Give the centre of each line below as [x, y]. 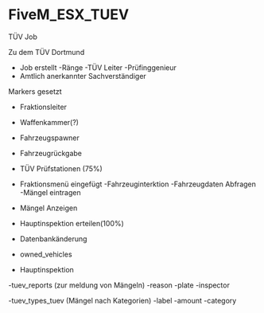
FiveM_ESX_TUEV [69, 15]
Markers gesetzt [35, 91]
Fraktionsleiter [43, 107]
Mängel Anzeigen [49, 208]
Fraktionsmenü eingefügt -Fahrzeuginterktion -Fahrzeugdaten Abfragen [138, 184]
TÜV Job [23, 37]
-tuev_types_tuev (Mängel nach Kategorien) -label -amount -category [122, 300]
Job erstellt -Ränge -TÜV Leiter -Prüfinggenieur [98, 67]
